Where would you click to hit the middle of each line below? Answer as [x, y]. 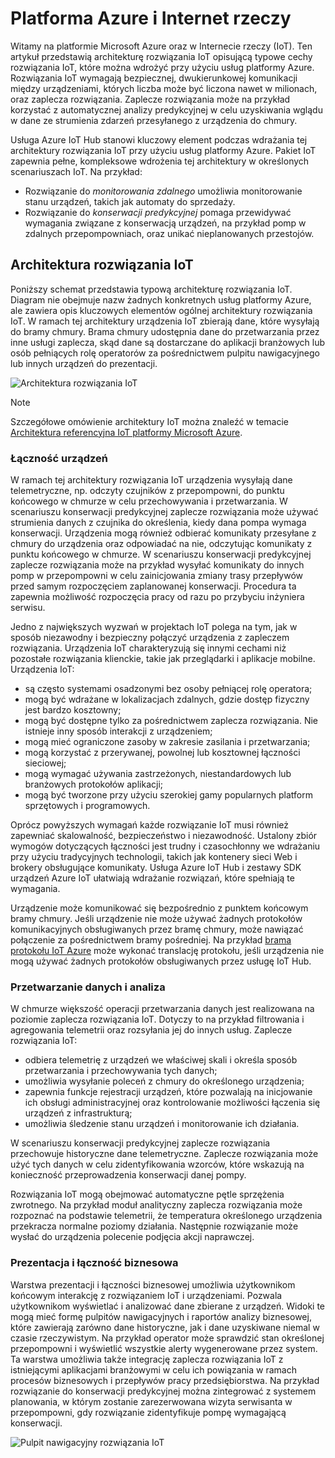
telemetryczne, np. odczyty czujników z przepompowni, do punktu [147, 491]
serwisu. [28, 608]
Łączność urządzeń [59, 458]
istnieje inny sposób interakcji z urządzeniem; [118, 731]
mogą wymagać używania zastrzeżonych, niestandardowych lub [158, 774]
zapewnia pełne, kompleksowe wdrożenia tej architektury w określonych [160, 161]
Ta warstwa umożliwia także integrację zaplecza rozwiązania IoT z [147, 1359]
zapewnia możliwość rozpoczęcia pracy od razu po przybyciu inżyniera [157, 597]
